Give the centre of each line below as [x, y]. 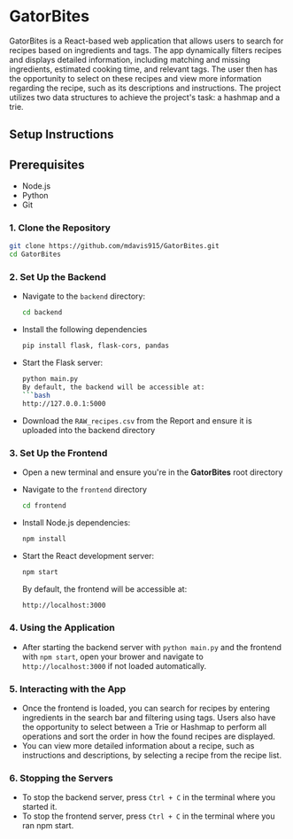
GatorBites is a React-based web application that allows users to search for [146, 41]
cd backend [42, 313]
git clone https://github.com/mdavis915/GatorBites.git [114, 246]
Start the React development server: [88, 555]
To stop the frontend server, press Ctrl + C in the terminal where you [148, 816]
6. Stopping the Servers [61, 779]
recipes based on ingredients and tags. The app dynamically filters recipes [145, 50]
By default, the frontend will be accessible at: [104, 589]
